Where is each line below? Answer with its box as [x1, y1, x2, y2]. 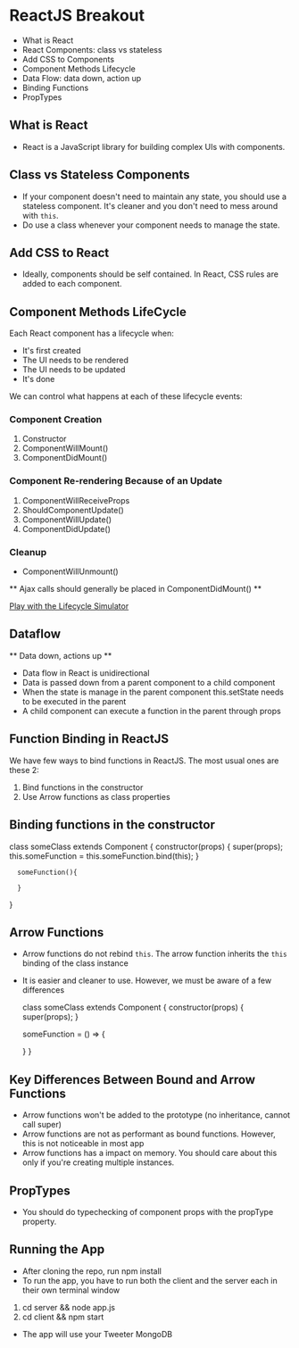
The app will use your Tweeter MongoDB [21, 1328, 173, 1339]
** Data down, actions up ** [9, 650, 112, 661]
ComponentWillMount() [21, 443, 109, 453]
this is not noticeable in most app [21, 1138, 145, 1149]
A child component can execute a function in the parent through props [21, 705, 281, 716]
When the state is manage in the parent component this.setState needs [21, 686, 284, 697]
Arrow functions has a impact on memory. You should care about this [21, 1148, 278, 1159]
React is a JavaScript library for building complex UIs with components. [21, 141, 286, 152]
